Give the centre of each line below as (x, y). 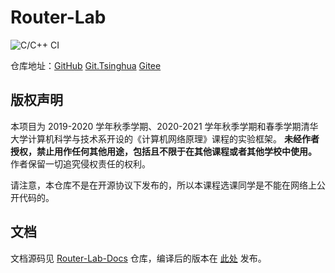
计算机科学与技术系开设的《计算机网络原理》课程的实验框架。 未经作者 (173, 138)
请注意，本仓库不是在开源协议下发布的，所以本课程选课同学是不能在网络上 (163, 185)
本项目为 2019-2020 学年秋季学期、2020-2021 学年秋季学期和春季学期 (156, 126)
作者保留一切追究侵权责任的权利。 (80, 163)
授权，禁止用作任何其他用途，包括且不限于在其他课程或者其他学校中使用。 (163, 151)
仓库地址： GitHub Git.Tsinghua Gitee (86, 65)
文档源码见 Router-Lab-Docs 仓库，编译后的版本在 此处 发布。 (138, 258)
